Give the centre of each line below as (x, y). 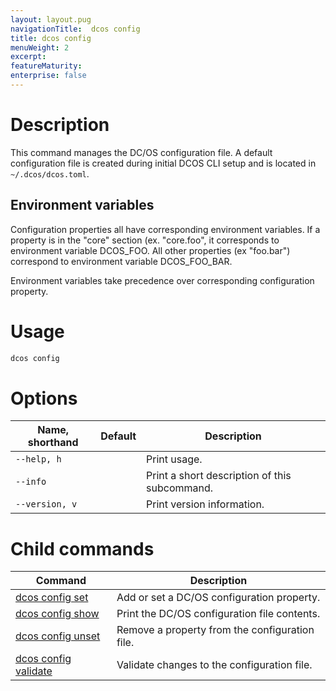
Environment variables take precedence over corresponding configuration (162, 280)
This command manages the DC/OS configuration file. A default (141, 152)
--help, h (38, 459)
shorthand (53, 443)
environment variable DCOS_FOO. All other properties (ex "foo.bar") (150, 250)
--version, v (46, 504)
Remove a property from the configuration (215, 630)
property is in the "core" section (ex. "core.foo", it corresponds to (145, 240)
